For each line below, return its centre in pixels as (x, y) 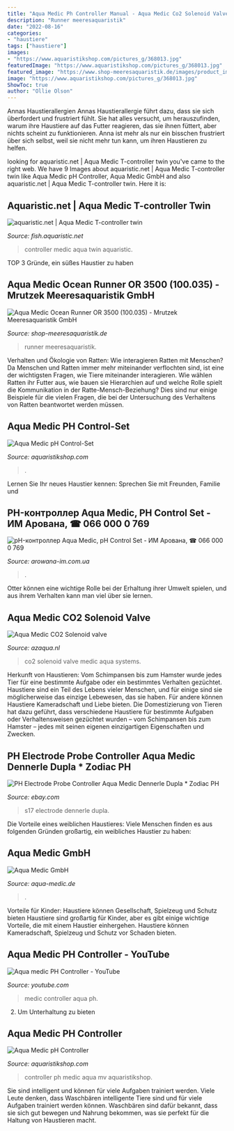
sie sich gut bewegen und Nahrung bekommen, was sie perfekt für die (108, 1113)
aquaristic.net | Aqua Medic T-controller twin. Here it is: (87, 184)
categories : (24, 33)
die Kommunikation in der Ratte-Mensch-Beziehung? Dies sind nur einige (112, 390)
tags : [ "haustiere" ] (37, 46)
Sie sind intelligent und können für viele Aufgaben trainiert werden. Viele (111, 1091)
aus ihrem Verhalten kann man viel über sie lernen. (80, 596)
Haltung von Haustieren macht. (52, 1121)
